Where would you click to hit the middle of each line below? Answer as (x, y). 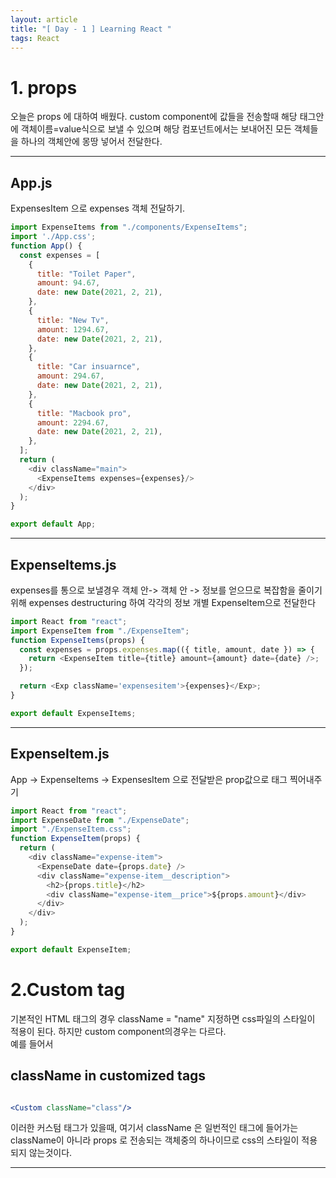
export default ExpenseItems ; (73, 713)
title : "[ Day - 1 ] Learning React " (91, 29)
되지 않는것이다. (41, 1153)
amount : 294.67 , (70, 376)
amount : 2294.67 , (73, 422)
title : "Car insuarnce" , (88, 367)
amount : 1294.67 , (73, 329)
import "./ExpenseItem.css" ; (71, 829)
